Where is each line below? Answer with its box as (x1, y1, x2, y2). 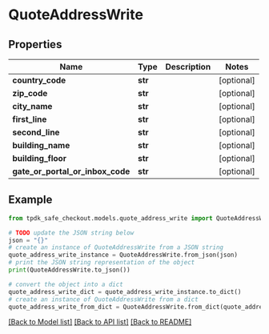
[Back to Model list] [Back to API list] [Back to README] (8, 317, 192, 327)
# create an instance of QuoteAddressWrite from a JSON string (8, 243, 224, 252)
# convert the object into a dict (8, 280, 124, 288)
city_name (12, 101, 53, 111)
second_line (12, 127, 60, 138)
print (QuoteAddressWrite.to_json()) (8, 266, 130, 274)
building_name (12, 140, 70, 151)
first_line (12, 114, 47, 125)
